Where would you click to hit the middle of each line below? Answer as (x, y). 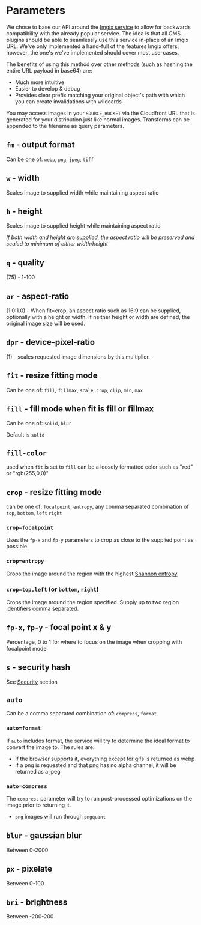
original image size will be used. (46, 323)
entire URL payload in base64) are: (49, 70)
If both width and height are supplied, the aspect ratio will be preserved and (100, 237)
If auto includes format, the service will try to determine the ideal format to (98, 741)
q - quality (25, 263)
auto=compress (27, 786)
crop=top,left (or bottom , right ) (52, 589)
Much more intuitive (40, 82)
